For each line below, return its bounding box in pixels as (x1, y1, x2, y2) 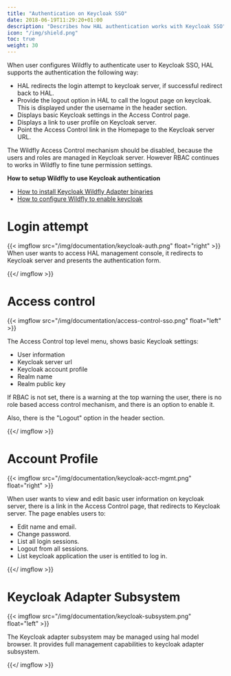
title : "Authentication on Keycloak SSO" (7, 10, 128, 17)
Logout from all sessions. (16, 545, 89, 553)
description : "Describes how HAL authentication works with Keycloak (7, 23, 211, 30)
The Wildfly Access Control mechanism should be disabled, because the (7, 146, 213, 154)
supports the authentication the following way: (7, 68, 139, 76)
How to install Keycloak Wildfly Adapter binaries (16, 187, 153, 196)
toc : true (7, 36, 36, 43)
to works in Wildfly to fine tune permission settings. (7, 161, 153, 169)
